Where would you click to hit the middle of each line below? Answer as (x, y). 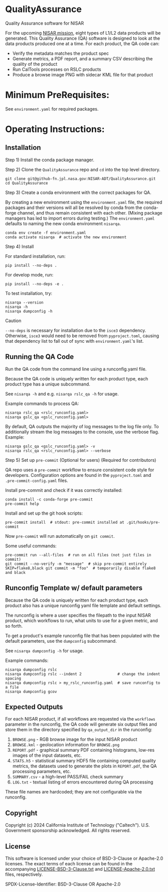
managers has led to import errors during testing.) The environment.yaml (80, 218)
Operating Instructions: (55, 129)
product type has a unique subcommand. (48, 384)
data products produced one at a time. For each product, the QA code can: (82, 43)
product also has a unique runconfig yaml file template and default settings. (83, 605)
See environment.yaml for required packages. (52, 109)
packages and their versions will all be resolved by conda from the (74, 208)
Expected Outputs (34, 707)
